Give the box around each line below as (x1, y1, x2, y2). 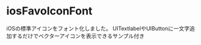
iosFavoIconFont (6, 4, 93, 18)
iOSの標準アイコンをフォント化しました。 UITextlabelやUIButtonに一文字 (6, 25, 190, 32)
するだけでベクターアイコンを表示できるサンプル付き (11, 32, 145, 40)
